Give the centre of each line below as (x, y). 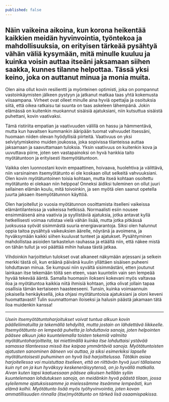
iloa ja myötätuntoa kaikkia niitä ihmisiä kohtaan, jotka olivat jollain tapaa (80, 284)
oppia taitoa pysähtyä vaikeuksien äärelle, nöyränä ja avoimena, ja (74, 231)
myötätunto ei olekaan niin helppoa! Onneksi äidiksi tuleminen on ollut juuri (82, 184)
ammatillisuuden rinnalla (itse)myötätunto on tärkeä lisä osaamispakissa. (81, 394)
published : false (23, 10)
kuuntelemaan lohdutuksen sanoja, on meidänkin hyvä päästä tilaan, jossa (83, 378)
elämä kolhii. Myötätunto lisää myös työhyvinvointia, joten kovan (72, 389)
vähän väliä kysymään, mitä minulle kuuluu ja (78, 54)
